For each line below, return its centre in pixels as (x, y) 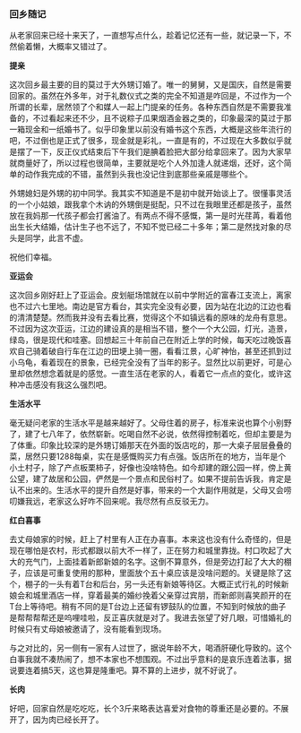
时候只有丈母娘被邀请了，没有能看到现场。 (88, 629)
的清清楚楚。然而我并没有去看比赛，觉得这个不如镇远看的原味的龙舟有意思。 (150, 318)
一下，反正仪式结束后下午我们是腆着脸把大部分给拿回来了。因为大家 (158, 152)
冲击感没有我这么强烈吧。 (64, 385)
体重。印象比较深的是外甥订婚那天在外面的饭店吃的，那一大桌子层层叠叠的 (154, 445)
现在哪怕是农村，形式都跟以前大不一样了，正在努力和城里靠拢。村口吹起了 (146, 551)
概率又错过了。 (84, 47)
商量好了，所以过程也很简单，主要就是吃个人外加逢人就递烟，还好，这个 (150, 163)
